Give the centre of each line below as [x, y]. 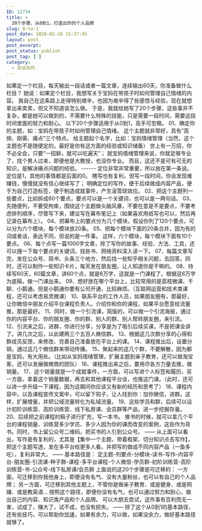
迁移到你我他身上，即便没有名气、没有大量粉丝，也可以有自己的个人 [106, 477]
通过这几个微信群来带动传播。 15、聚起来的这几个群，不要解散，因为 [102, 349]
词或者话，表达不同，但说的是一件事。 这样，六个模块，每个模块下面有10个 [99, 236]
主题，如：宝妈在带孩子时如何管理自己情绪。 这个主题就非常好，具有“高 [100, 131]
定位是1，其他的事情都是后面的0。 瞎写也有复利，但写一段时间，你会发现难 [99, 176]
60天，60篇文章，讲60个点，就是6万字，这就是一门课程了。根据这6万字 [106, 274]
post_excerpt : [24, 46]
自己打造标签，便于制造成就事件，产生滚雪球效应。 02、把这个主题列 [102, 191]
